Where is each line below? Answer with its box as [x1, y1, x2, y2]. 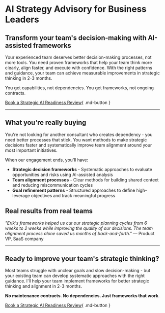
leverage [12, 192, 30, 198]
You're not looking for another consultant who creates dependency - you [5, 132, 153, 138]
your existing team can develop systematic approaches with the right [5, 273, 145, 279]
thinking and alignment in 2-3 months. [5, 283, 82, 289]
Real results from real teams [5, 207, 93, 215]
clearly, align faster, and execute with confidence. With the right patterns [5, 65, 153, 70]
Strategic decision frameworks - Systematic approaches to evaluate [12, 166, 152, 172]
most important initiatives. [5, 147, 58, 153]
